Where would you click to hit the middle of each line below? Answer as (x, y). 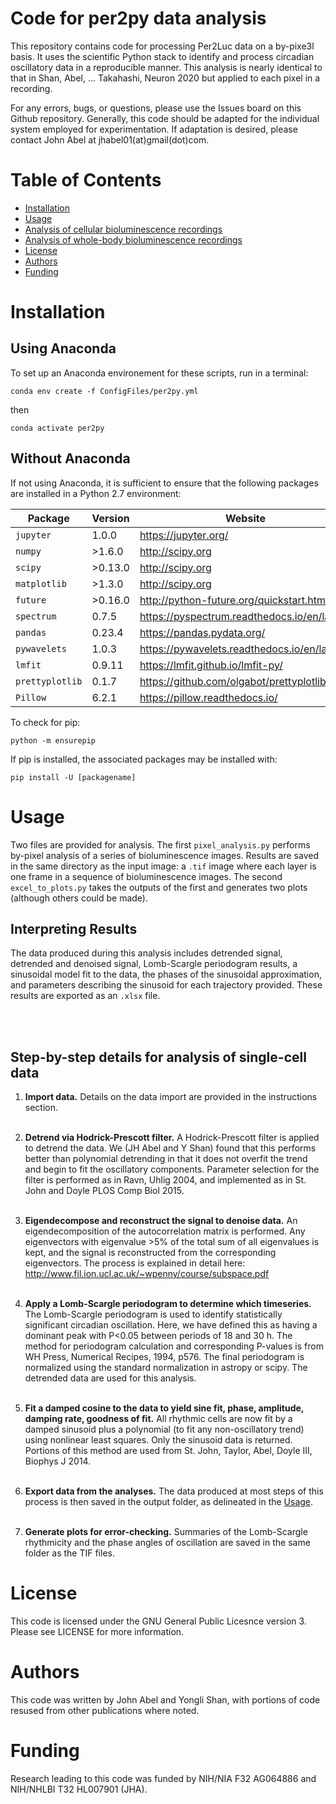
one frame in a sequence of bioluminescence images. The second (146, 876)
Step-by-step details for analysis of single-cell (158, 1057)
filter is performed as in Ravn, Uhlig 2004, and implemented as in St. (165, 1180)
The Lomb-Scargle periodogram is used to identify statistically (153, 1314)
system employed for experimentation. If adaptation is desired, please (154, 129)
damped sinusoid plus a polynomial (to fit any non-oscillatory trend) (164, 1429)
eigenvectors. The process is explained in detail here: (135, 1263)
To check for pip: (45, 722)
